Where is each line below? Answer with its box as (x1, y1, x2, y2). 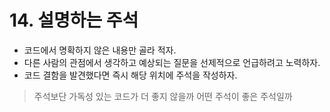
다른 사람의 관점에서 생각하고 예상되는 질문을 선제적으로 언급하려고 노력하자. (23, 56, 321, 68)
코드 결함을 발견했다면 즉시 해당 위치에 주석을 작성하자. (23, 69, 238, 81)
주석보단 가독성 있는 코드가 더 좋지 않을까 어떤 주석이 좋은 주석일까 (33, 90, 293, 102)
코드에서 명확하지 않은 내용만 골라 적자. (23, 44, 177, 56)
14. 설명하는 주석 (9, 9, 139, 32)
